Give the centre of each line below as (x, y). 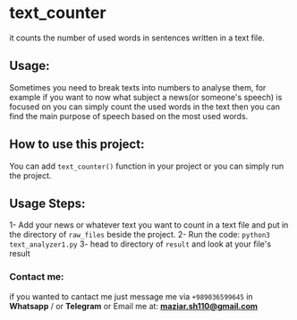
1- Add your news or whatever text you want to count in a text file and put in (149, 225)
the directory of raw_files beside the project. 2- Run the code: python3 (140, 235)
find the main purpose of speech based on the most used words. (129, 116)
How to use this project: (77, 145)
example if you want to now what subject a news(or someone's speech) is (146, 97)
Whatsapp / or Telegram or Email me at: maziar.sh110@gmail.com (133, 306)
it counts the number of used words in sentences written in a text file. (137, 38)
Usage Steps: (47, 203)
